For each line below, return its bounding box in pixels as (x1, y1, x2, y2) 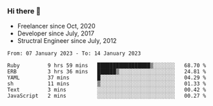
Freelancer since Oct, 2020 (17, 22, 96, 30)
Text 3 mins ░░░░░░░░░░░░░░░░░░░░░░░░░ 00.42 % (7, 87, 207, 94)
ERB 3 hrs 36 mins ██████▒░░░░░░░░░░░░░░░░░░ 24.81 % (7, 69, 207, 76)
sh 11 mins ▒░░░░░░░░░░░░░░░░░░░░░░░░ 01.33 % (7, 80, 207, 87)
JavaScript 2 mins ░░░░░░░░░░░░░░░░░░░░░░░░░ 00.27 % (7, 93, 207, 100)
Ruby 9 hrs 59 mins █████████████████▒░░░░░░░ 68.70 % (7, 62, 207, 69)
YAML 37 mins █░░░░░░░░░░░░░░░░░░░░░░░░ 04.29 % (7, 74, 207, 82)
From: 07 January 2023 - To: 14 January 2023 (7, 50, 141, 58)
